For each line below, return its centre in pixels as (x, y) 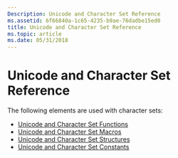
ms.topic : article (35, 34)
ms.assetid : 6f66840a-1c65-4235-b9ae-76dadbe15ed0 (84, 21)
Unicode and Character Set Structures (74, 139)
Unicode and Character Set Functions (73, 125)
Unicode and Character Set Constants (73, 147)
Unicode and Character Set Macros (69, 132)
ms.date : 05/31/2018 (38, 41)
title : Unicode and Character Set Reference (74, 27)
